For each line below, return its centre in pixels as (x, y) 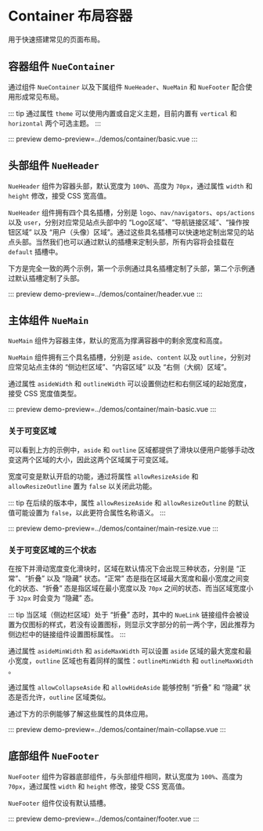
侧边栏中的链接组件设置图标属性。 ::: (67, 634)
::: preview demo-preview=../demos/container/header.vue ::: (106, 293)
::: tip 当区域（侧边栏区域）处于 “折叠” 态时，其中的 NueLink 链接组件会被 (125, 614)
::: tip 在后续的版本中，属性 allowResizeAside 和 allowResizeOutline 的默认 (128, 502)
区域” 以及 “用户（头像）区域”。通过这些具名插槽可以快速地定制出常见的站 (134, 231)
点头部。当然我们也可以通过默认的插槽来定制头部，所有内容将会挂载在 (121, 242)
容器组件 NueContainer (61, 66)
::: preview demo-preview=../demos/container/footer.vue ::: (104, 818)
